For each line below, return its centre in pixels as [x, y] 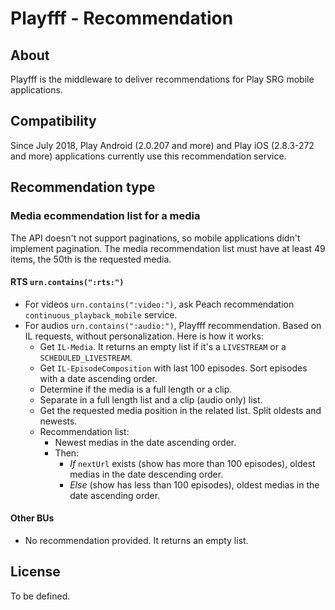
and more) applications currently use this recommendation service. [148, 156]
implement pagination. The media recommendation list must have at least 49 [168, 248]
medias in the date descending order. [146, 474]
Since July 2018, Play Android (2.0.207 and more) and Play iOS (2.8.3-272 [162, 145]
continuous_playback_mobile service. [101, 314]
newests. [58, 421]
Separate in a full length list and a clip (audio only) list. [151, 399]
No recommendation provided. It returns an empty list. [136, 540]
